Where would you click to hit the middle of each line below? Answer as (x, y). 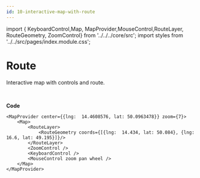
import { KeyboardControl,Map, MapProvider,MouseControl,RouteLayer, (95, 29)
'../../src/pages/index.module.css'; (48, 41)
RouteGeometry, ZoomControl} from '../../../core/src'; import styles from (95, 35)
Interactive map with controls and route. (56, 82)
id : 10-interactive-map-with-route (51, 12)
